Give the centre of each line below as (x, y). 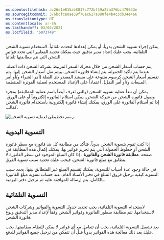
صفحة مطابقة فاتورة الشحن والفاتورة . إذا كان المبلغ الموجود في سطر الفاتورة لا (79, 154)
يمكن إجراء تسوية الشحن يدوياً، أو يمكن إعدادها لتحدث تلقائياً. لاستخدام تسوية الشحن (82, 46)
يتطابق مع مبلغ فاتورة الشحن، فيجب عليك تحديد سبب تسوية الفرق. (66, 160)
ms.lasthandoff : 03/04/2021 (34, 28)
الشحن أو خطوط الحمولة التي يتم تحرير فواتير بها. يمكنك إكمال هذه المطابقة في (78, 149)
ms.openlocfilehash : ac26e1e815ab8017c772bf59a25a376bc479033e (71, 10)
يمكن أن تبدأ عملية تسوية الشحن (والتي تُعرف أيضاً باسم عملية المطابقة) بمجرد (77, 92)
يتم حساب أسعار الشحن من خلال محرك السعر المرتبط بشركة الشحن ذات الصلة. (79, 66)
